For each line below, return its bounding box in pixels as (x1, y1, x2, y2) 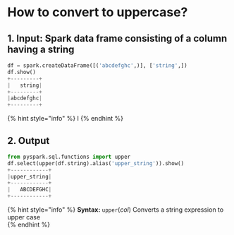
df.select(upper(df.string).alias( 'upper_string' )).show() (7, 159, 185, 167)
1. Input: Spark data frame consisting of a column (7, 32, 228, 44)
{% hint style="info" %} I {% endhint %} (7, 114, 123, 123)
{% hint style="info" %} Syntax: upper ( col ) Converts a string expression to (7, 205, 224, 214)
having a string (7, 43, 75, 55)
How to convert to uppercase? (7, 4, 188, 20)
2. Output (7, 135, 50, 147)
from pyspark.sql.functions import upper (7, 153, 131, 160)
